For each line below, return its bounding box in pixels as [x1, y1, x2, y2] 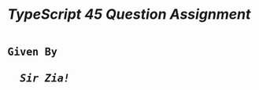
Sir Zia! [20, 72, 70, 85]
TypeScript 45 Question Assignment [7, 5, 251, 23]
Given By [7, 45, 58, 59]
